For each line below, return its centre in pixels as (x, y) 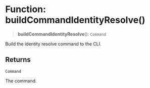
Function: (26, 9)
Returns (18, 60)
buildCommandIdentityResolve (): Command (62, 34)
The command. (21, 81)
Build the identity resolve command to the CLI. (54, 43)
